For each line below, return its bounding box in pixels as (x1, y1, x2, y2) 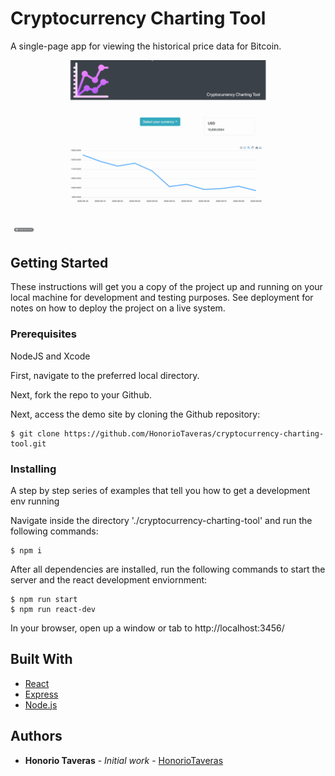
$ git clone (10, 428, 60, 439)
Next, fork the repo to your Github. (10, 388, 153, 401)
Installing (10, 462, 57, 476)
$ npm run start (10, 594, 78, 604)
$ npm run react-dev (10, 604, 97, 614)
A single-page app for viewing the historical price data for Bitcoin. (10, 40, 282, 52)
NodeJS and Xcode (10, 350, 91, 362)
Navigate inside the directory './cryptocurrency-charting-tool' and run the (10, 514, 313, 526)
